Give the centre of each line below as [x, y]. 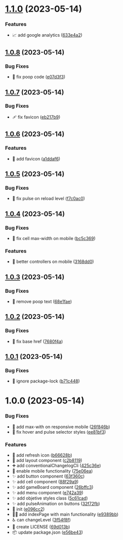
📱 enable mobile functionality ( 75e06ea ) [52, 471]
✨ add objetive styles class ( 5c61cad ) [50, 498]
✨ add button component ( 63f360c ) [48, 476]
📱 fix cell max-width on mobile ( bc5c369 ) [54, 238]
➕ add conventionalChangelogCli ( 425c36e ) [56, 466]
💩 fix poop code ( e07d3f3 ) [39, 77]
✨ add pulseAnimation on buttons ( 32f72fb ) [56, 504]
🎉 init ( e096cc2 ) [28, 509]
